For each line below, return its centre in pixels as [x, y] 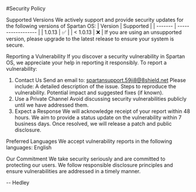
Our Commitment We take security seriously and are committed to [86, 159]
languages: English [29, 148]
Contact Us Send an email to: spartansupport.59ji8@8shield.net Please [100, 80]
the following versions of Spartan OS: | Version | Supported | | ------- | [91, 26]
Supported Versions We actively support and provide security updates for [95, 20]
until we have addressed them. [51, 105]
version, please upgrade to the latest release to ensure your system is [90, 39]
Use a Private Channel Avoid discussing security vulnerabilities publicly [101, 99]
